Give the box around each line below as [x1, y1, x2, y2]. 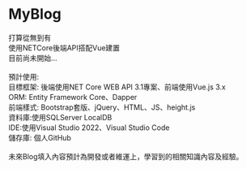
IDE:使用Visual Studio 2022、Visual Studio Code [8, 123, 170, 132]
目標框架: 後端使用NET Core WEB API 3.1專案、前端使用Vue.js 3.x [8, 82, 226, 92]
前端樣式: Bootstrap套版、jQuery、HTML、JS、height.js [8, 102, 196, 112]
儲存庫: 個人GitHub [8, 132, 71, 142]
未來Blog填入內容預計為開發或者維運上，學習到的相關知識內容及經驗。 [8, 151, 244, 161]
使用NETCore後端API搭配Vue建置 [8, 42, 120, 53]
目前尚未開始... [8, 53, 58, 63]
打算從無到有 [8, 32, 51, 42]
